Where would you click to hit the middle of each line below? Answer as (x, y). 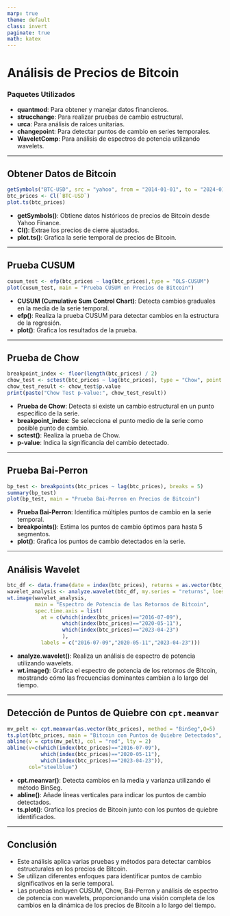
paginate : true (29, 33)
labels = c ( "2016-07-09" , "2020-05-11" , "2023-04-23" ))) (120, 643)
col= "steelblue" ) (53, 767)
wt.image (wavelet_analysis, (47, 598)
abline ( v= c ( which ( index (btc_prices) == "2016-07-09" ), (84, 748)
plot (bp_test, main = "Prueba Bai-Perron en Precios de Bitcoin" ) (104, 499)
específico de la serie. (48, 413)
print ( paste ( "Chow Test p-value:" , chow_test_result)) (87, 393)
